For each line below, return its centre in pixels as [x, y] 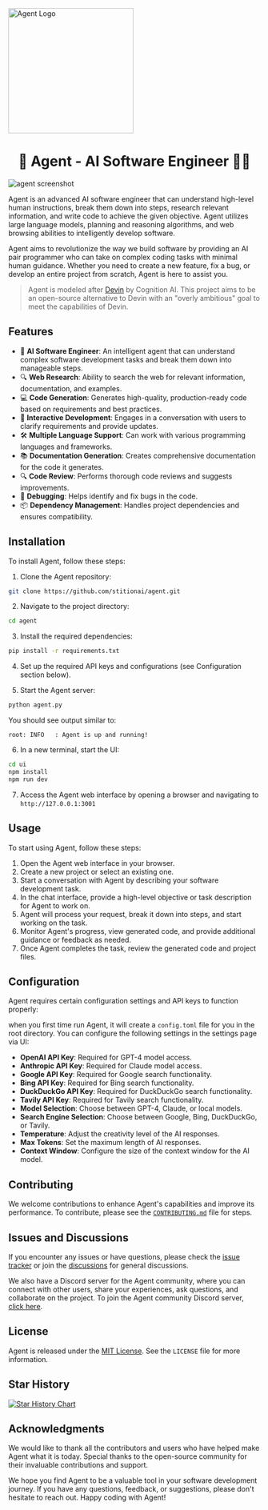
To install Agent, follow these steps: [67, 561]
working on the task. [54, 923]
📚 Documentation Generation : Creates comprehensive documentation [138, 455]
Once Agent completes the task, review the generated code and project [138, 948]
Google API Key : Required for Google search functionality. [116, 1075]
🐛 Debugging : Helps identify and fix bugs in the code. [109, 496]
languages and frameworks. [66, 447]
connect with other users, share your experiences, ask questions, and [123, 1289]
